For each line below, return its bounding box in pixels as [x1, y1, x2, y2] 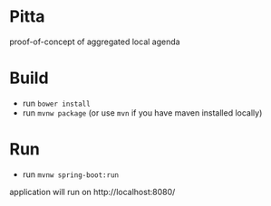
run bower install [22, 98, 91, 108]
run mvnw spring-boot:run [22, 169, 120, 180]
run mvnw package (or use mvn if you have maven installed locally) [22, 107, 263, 118]
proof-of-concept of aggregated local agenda [9, 36, 180, 47]
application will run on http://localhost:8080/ [9, 186, 176, 197]
